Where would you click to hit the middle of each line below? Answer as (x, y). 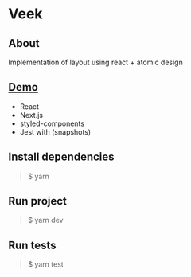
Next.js (31, 115)
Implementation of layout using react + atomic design (95, 62)
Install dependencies (61, 157)
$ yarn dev (45, 220)
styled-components (52, 123)
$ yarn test (45, 264)
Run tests (32, 245)
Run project (38, 201)
